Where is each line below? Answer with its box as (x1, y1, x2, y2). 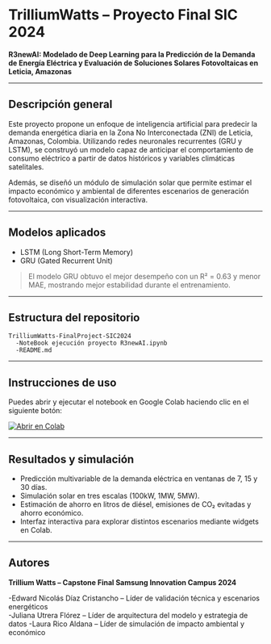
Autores (8, 556, 50, 570)
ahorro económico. (19, 508, 84, 517)
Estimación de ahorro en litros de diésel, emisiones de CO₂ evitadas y (19, 500, 252, 509)
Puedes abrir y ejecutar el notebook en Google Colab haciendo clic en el (8, 397, 249, 407)
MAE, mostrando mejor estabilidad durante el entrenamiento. (27, 280, 231, 290)
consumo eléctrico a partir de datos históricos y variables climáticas (8, 153, 236, 163)
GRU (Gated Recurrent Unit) (19, 256, 113, 266)
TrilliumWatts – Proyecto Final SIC (8, 6, 238, 24)
